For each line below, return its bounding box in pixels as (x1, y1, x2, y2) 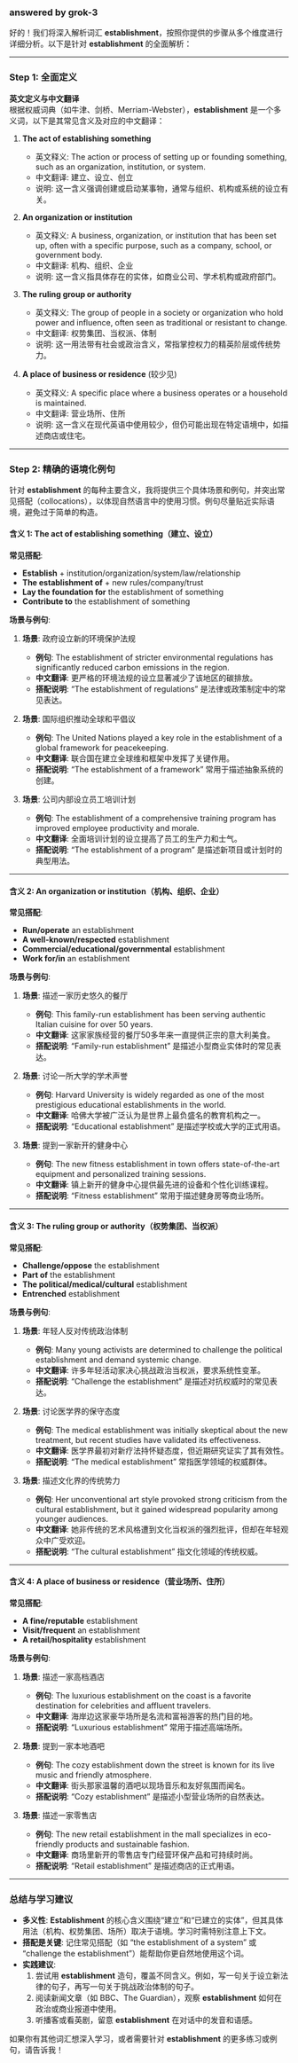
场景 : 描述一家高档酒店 (21, 1671, 105, 1682)
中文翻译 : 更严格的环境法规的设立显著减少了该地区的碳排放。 (35, 672, 258, 684)
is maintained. (35, 397, 87, 408)
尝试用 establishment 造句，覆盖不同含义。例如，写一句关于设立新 (35, 1971, 281, 1981)
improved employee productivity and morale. (35, 823, 200, 834)
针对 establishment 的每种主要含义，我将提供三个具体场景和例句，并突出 (9, 484, 278, 495)
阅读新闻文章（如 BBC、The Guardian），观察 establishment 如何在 (35, 1993, 282, 2003)
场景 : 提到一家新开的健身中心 (21, 1140, 129, 1150)
